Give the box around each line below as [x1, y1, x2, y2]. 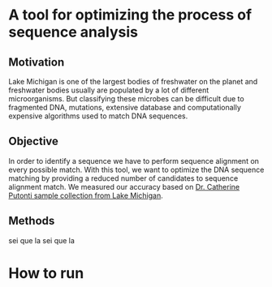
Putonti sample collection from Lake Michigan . [8, 191, 164, 200]
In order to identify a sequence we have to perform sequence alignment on [8, 156, 260, 165]
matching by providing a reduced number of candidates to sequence [8, 173, 239, 183]
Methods [8, 214, 55, 228]
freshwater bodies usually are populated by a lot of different [8, 85, 209, 95]
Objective [8, 135, 59, 148]
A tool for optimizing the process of [8, 6, 253, 24]
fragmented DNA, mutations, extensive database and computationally [8, 103, 242, 112]
